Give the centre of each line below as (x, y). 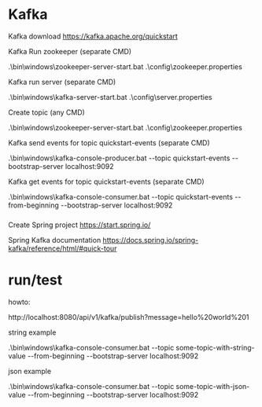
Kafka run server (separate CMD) (62, 82)
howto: (19, 302)
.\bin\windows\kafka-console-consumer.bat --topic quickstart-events (121, 196)
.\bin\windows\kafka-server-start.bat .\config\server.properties (110, 97)
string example (32, 332)
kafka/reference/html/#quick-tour (63, 248)
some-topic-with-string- (215, 347)
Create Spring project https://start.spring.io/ (79, 225)
